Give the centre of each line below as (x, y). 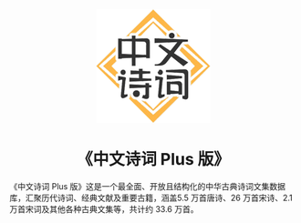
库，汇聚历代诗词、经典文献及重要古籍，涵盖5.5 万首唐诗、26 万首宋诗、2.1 (151, 198)
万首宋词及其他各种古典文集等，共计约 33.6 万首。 (104, 208)
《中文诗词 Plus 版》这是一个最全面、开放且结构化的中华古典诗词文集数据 (147, 186)
